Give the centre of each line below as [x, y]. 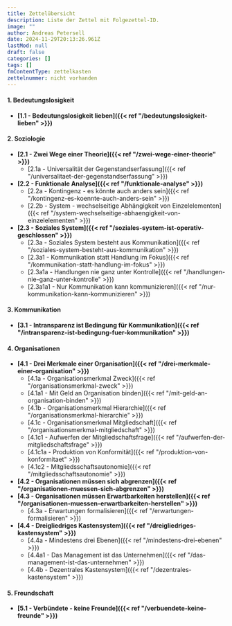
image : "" [21, 26]
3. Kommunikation [34, 310]
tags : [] [20, 65]
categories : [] [29, 59]
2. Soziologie [26, 138]
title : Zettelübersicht [42, 14]
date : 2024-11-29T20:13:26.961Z [54, 39]
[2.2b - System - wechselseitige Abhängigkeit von [99, 206]
